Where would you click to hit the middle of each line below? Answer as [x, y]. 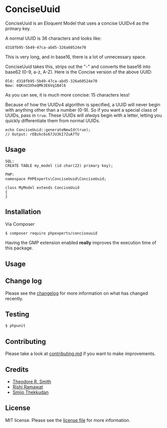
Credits [17, 369]
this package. [19, 248]
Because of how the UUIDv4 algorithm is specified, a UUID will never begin [83, 105]
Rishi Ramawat [28, 387]
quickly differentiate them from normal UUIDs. [53, 120]
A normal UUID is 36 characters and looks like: [53, 38]
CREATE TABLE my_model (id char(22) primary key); [59, 165]
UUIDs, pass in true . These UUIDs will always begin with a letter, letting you [83, 115]
